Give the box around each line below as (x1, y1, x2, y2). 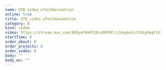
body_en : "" (5, 58, 30, 63)
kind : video (5, 26, 30, 31)
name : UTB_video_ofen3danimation (5, 7, 74, 12)
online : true (5, 12, 32, 17)
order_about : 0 (5, 39, 37, 44)
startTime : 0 (5, 35, 32, 40)
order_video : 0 (5, 48, 37, 53)
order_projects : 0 (5, 44, 43, 49)
